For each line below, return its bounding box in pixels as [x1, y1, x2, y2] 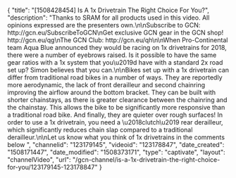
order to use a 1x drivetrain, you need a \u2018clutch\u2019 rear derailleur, [7, 118, 223, 126]
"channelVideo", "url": [7, 155, 72, 164]
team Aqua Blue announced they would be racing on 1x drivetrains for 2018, [7, 44, 227, 51]
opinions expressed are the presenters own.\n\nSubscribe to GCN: [7, 21, 201, 29]
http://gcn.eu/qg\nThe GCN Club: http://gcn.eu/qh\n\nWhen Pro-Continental [7, 36, 228, 44]
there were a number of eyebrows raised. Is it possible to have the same [7, 51, 217, 59]
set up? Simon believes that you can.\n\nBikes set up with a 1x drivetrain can [7, 66, 230, 74]
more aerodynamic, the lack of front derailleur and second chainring [7, 81, 206, 89]
